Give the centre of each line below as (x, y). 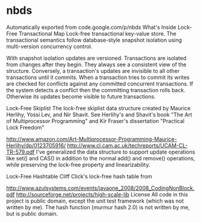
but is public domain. (32, 213)
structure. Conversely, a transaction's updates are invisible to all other (93, 71)
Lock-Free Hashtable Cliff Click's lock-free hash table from (79, 176)
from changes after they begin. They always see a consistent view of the (96, 64)
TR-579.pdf (20, 152)
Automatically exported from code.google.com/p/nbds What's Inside (91, 27)
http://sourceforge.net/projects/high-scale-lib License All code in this (102, 194)
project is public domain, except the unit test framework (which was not (95, 201)
